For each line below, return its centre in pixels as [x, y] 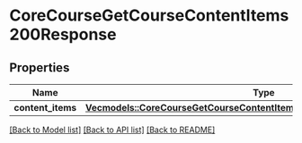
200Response [63, 34]
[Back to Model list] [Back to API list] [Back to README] [112, 130]
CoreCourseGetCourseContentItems [149, 16]
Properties [40, 67]
